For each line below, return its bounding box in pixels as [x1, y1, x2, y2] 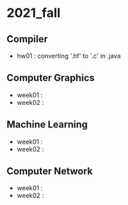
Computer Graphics [6, 72, 95, 84]
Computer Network [6, 166, 93, 178]
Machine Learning [6, 118, 89, 131]
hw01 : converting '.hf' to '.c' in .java [16, 51, 121, 60]
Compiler [6, 33, 49, 45]
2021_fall [6, 5, 61, 21]
